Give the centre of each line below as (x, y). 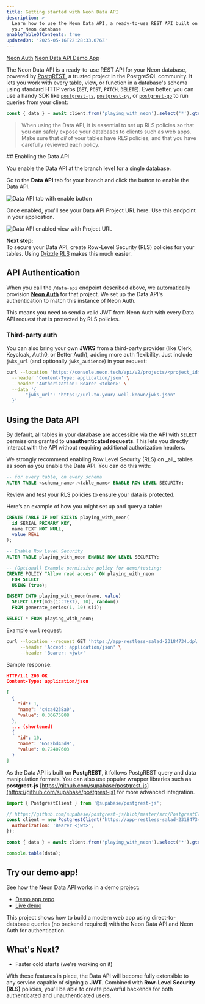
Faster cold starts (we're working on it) (64, 964)
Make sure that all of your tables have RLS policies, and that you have (109, 138)
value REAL (26, 535)
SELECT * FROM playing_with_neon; (50, 619)
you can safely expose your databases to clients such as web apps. (106, 132)
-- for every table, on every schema (54, 477)
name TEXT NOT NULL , (38, 529)
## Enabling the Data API (38, 156)
